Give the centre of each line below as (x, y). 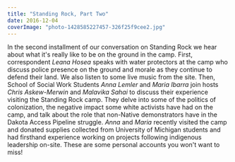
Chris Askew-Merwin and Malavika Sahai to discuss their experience (108, 92)
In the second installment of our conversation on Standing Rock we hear (112, 47)
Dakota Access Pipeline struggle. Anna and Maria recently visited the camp (117, 122)
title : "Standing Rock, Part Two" (58, 14)
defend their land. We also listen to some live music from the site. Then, (111, 77)
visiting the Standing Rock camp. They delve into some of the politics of (112, 100)
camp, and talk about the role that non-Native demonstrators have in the (112, 115)
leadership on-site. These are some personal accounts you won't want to (114, 145)
